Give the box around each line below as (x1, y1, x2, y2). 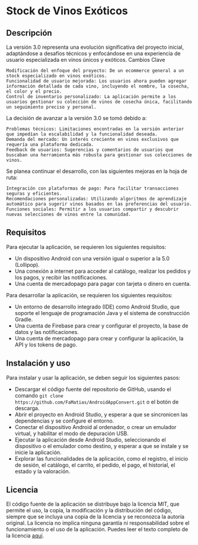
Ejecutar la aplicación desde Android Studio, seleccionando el (14, 436, 166, 443)
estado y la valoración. (14, 468, 71, 475)
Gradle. (14, 316, 33, 323)
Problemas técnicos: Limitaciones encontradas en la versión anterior (6, 126, 184, 132)
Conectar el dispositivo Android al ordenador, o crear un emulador (14, 423, 177, 430)
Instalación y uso (6, 358, 71, 368)
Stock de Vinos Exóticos (6, 4, 129, 18)
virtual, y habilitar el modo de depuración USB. (14, 430, 129, 437)
